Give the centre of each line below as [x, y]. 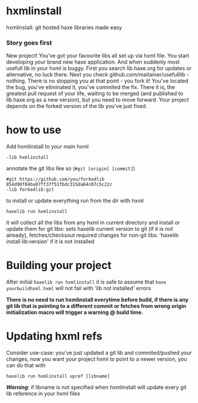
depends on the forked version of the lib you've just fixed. [77, 106]
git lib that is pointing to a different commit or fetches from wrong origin [96, 306]
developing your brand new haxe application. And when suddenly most [93, 62]
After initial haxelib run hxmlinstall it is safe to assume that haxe [86, 282]
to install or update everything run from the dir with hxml [75, 201]
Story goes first [29, 43]
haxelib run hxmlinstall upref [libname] [58, 376]
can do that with [26, 366]
